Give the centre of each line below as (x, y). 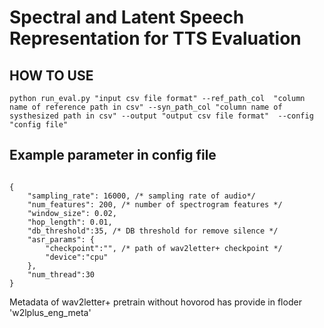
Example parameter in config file (113, 155)
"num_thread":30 (61, 274)
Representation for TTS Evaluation (155, 38)
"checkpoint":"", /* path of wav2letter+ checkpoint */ (164, 248)
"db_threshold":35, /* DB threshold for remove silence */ (153, 231)
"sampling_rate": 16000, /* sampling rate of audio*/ (141, 196)
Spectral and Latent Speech (127, 17)
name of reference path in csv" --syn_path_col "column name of (146, 107)
